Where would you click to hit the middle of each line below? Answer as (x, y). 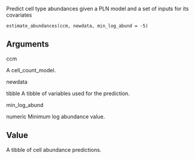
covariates (19, 15)
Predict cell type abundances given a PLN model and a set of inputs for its (97, 9)
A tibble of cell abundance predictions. (54, 149)
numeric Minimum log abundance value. (56, 117)
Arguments (28, 44)
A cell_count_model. (31, 70)
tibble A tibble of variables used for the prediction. (68, 93)
